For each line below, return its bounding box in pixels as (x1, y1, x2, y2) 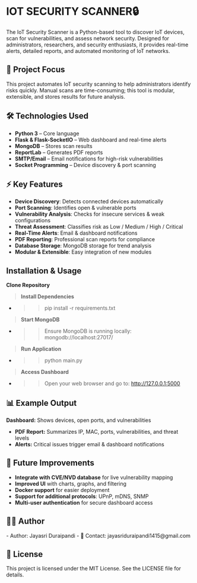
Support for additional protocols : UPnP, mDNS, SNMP (14, 493, 149, 500)
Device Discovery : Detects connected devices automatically (14, 198, 164, 205)
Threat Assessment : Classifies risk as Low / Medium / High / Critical (14, 223, 183, 231)
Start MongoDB (20, 316, 60, 323)
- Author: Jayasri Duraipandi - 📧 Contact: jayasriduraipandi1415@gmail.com (6, 532, 191, 539)
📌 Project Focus (6, 65, 65, 75)
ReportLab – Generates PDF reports (14, 149, 103, 156)
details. (6, 571, 24, 578)
